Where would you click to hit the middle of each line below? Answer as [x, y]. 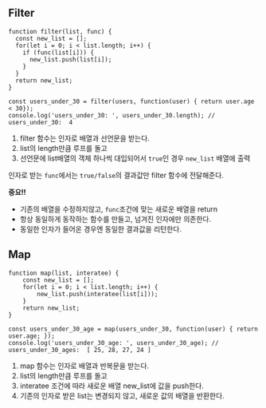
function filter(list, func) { [60, 31]
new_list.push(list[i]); [70, 59]
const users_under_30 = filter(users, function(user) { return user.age [131, 101]
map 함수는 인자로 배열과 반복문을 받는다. [84, 366]
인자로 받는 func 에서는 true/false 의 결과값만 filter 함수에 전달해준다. [116, 175]
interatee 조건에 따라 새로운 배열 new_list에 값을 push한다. [112, 386]
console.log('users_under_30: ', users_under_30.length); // [112, 115]
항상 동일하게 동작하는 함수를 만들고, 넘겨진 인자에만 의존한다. [115, 219]
